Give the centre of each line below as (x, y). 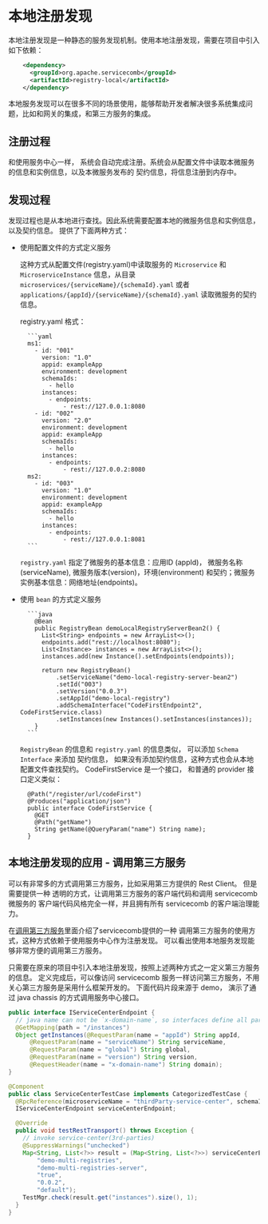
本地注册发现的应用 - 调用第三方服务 (97, 863)
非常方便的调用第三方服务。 (60, 950)
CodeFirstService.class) (61, 712)
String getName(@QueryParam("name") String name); (120, 829)
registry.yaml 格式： (53, 321)
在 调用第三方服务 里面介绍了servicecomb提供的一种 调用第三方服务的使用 (128, 930)
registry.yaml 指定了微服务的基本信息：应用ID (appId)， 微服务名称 (131, 562)
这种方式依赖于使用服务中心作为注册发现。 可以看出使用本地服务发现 (135, 940)
